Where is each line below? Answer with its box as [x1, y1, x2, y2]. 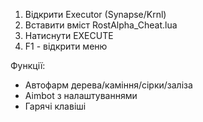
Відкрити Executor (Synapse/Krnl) [24, 9, 167, 20]
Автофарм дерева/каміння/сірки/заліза [24, 79, 193, 91]
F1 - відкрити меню [24, 40, 108, 52]
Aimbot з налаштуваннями [24, 90, 138, 101]
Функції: [10, 60, 46, 71]
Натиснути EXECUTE [24, 30, 114, 41]
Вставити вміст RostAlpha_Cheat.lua [24, 19, 178, 31]
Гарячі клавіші [24, 100, 87, 112]
